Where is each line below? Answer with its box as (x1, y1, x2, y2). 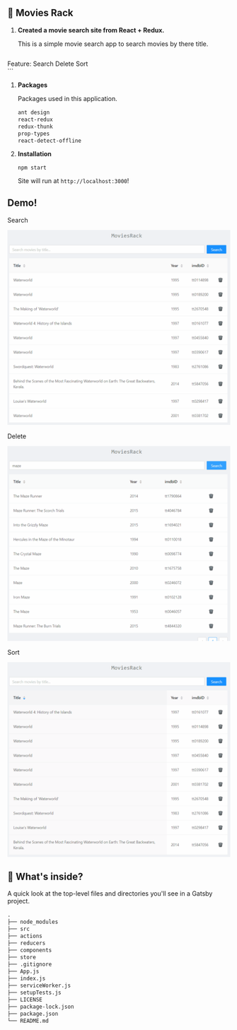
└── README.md (7, 1017, 50, 1025)
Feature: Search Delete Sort (7, 59, 88, 68)
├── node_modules (7, 918, 59, 926)
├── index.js (7, 975, 46, 983)
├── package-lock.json (7, 1003, 74, 1011)
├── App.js (7, 968, 40, 976)
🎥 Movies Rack (7, 7, 74, 19)
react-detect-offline (17, 137, 81, 144)
